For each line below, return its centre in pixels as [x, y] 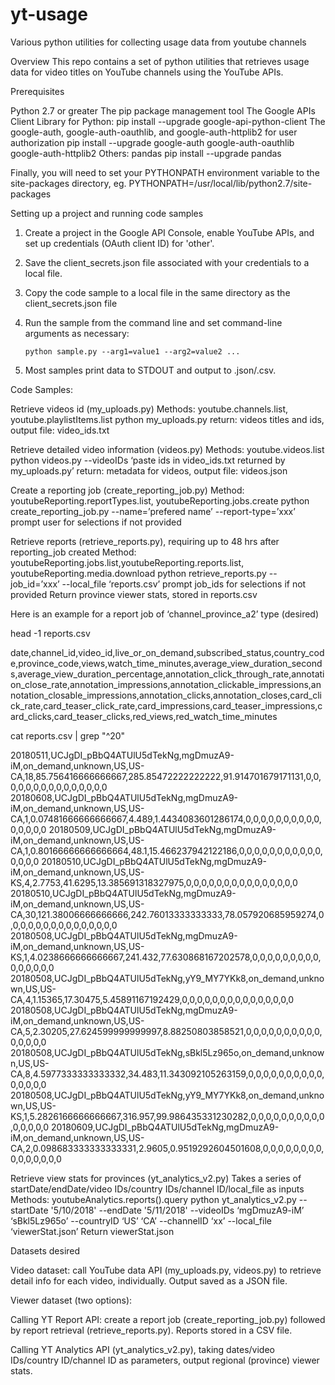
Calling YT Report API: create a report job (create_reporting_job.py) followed [168, 1319]
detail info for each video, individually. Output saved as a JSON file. [149, 1280]
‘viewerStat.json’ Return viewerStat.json [92, 1231]
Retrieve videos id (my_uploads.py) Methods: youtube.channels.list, [149, 409]
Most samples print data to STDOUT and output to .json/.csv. [150, 370]
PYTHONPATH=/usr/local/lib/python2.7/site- [220, 183]
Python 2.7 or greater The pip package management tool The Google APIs [163, 110]
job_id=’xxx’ [35, 584]
